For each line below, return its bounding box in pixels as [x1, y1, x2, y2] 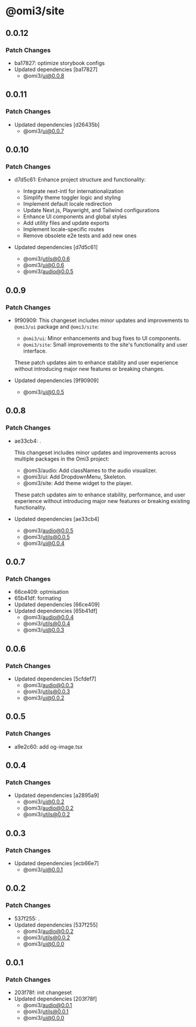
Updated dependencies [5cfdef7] [14, 675, 97, 682]
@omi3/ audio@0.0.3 [23, 682, 74, 688]
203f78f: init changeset [14, 989, 72, 996]
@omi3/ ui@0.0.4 [23, 539, 65, 547]
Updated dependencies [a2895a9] [14, 792, 99, 799]
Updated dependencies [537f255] [14, 921, 98, 928]
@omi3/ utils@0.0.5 [23, 533, 70, 540]
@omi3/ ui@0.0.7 [23, 127, 64, 134]
